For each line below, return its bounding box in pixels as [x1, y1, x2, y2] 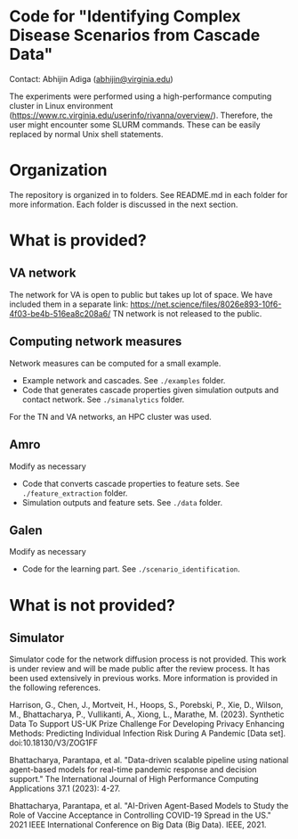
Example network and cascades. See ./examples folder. [21, 374, 226, 385]
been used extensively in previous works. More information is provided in [9, 673, 278, 684]
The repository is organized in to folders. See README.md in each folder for [9, 189, 288, 200]
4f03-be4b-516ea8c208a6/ [9, 308, 111, 318]
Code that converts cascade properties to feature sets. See [21, 478, 240, 489]
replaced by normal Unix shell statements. [9, 128, 164, 139]
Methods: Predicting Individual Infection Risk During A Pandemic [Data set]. [9, 728, 286, 739]
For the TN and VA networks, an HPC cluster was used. [9, 411, 212, 422]
